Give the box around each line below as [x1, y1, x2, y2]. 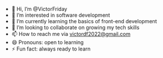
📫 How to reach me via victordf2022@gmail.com [11, 31, 131, 37]
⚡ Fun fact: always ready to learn [11, 45, 91, 52]
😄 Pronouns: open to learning [11, 39, 84, 46]
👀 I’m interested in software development [11, 12, 111, 19]
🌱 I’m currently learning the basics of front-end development [11, 18, 157, 24]
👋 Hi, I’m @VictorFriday [11, 6, 68, 12]
